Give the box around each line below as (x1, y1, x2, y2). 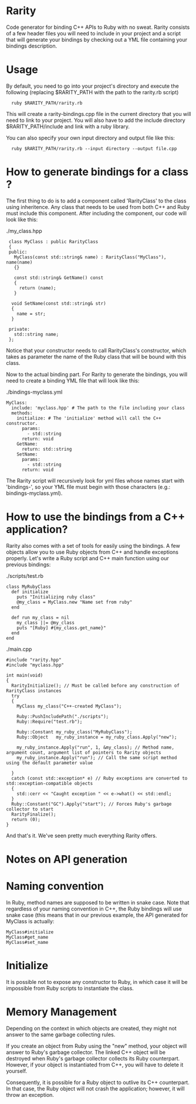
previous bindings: (6, 561, 51, 568)
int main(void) (6, 672, 43, 678)
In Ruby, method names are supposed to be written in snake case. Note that (6, 899, 190, 906)
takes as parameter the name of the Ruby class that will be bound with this (6, 353, 187, 360)
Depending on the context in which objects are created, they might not (6, 1025, 177, 1032)
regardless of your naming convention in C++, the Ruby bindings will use (6, 905, 182, 912)
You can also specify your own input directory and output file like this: (6, 134, 175, 141)
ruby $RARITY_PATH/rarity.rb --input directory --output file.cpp (11, 145, 177, 151)
